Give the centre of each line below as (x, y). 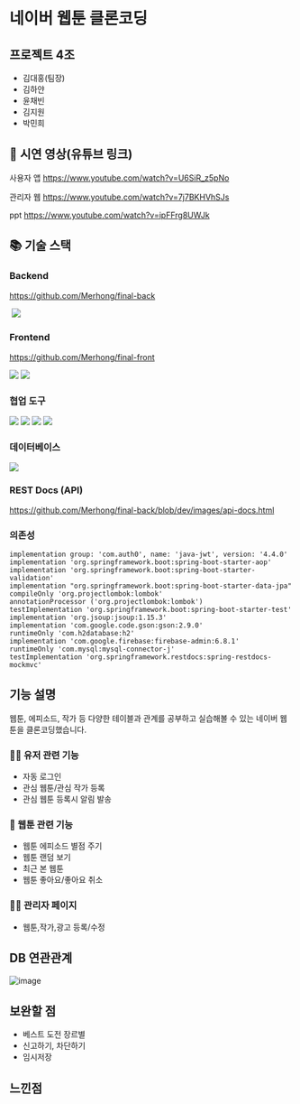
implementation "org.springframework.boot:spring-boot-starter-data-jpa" (151, 586)
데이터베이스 (35, 448)
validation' (32, 578)
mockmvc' (26, 664)
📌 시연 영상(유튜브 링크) (71, 154)
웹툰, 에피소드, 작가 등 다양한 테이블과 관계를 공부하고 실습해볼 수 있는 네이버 (144, 718)
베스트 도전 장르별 (54, 1034)
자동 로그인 (42, 776)
